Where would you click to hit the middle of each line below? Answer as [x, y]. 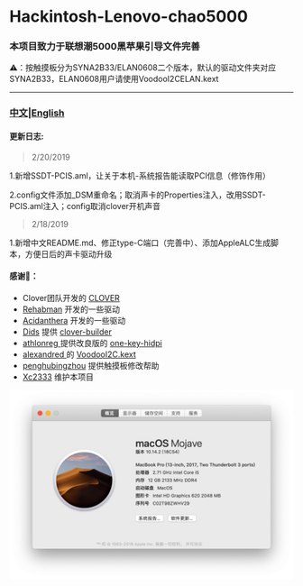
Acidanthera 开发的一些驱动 [74, 320]
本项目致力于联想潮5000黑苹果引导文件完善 [105, 47]
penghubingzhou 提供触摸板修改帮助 [91, 365]
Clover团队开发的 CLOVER [71, 298]
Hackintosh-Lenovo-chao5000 [129, 17]
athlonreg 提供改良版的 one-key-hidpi [92, 343]
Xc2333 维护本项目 [58, 377]
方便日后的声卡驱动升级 [69, 253]
